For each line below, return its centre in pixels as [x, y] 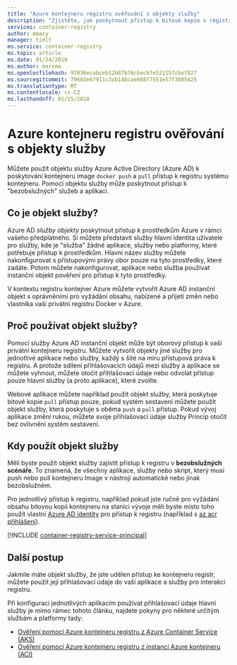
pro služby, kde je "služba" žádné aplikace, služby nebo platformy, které [112, 245]
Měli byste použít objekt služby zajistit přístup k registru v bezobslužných [115, 463]
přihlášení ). [24, 522]
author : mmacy [28, 33]
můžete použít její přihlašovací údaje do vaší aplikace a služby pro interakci [116, 582]
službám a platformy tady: [45, 618]
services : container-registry [52, 27]
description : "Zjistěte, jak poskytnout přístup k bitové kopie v [107, 20]
